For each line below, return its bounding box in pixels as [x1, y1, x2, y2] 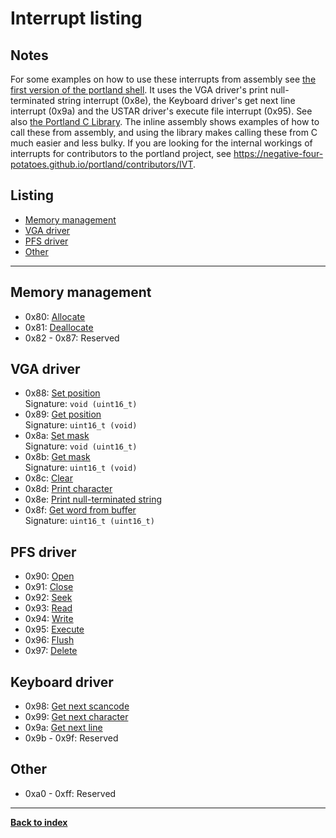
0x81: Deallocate [24, 321, 94, 333]
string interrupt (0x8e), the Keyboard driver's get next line [56, 95, 296, 106]
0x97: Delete [24, 645, 78, 657]
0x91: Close [24, 581, 74, 593]
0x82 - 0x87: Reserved [24, 332, 120, 344]
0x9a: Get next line [24, 722, 103, 734]
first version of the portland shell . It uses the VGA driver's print [10, 84, 268, 96]
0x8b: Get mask [24, 451, 91, 463]
